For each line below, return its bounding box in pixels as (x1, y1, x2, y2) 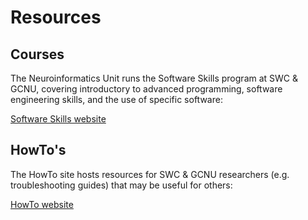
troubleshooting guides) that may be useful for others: (10, 179, 233, 191)
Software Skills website (10, 113, 107, 125)
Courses (10, 46, 65, 63)
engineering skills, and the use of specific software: (10, 94, 223, 105)
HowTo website (10, 198, 74, 210)
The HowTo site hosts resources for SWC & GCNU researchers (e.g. (10, 168, 290, 180)
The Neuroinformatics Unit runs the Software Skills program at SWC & (10, 72, 299, 84)
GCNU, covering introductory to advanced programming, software (10, 83, 283, 95)
